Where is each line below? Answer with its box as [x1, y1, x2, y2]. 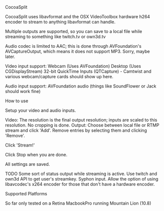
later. [5, 54, 16, 60]
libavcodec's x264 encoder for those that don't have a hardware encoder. [5, 181, 155, 187]
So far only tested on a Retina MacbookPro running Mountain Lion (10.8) [5, 200, 152, 206]
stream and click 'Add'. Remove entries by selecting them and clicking [5, 127, 147, 133]
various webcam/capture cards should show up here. [5, 74, 114, 79]
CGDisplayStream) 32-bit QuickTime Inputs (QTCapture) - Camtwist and [5, 68, 152, 74]
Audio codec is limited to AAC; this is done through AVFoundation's [5, 43, 142, 49]
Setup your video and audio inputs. [5, 108, 76, 113]
